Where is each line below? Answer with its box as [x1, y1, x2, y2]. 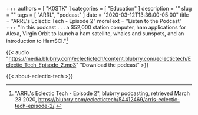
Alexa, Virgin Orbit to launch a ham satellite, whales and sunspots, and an [6, 30, 184, 37]
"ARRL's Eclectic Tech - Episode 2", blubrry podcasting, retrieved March [14, 90, 190, 97]
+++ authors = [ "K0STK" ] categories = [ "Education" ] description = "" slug [6, 5, 192, 12]
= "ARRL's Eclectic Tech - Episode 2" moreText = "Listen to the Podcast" [6, 18, 183, 24]
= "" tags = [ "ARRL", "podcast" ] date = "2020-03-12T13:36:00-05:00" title [6, 11, 189, 18]
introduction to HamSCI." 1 [6, 37, 68, 44]
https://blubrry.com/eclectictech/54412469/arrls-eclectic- [38, 96, 180, 103]
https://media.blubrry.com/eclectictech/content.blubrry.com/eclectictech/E [8, 55, 192, 62]
